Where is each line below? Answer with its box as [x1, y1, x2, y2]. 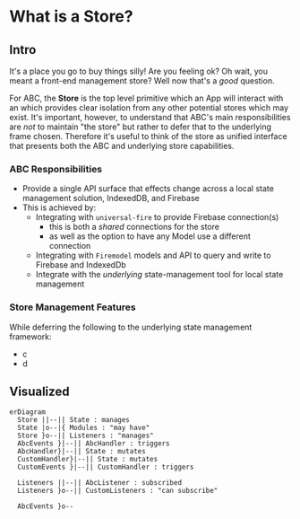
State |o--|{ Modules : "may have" [17, 424, 150, 433]
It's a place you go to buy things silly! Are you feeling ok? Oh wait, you [9, 66, 269, 76]
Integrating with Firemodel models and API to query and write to [35, 250, 271, 261]
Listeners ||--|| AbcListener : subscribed [17, 479, 182, 488]
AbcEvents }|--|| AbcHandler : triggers [17, 439, 170, 448]
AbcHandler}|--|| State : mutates [17, 447, 146, 456]
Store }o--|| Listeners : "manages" [17, 431, 154, 441]
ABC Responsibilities [9, 163, 103, 175]
